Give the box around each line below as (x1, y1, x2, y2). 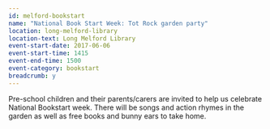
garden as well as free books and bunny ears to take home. (8, 110, 207, 121)
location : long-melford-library (8, 27, 118, 35)
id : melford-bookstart (8, 11, 85, 20)
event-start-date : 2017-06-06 (8, 42, 111, 50)
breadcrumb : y (8, 72, 57, 80)
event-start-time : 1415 (8, 49, 89, 57)
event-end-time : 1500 (8, 57, 82, 65)
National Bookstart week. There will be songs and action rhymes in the (8, 102, 245, 112)
